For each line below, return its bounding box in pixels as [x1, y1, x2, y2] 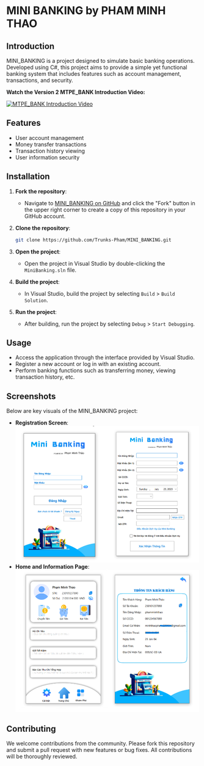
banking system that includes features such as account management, [6, 70, 181, 77]
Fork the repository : [15, 188, 67, 195]
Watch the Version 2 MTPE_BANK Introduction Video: [6, 89, 145, 95]
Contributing [6, 724, 56, 734]
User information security [15, 153, 80, 161]
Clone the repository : [15, 224, 71, 232]
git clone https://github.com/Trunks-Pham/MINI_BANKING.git [15, 236, 172, 243]
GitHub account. [24, 212, 66, 220]
